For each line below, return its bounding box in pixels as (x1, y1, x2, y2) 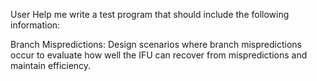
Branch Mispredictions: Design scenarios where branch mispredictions (10, 39, 303, 50)
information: (10, 19, 61, 31)
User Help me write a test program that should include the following (10, 9, 290, 20)
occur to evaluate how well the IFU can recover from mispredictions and (10, 49, 308, 61)
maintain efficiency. (10, 60, 92, 71)
